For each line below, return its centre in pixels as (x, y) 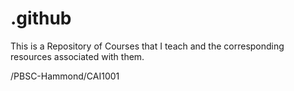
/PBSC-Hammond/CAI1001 (65, 76)
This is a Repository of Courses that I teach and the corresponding (147, 46)
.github (41, 18)
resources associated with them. (77, 56)
